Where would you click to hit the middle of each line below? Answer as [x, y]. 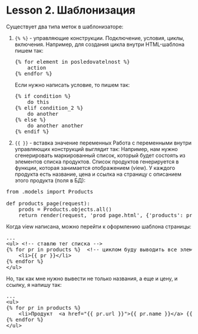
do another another [55, 125]
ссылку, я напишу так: [34, 284]
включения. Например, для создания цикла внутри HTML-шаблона [99, 44]
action [37, 68]
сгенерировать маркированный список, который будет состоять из [100, 155]
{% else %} [30, 119]
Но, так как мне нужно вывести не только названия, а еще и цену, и [92, 279]
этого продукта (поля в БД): [50, 180]
